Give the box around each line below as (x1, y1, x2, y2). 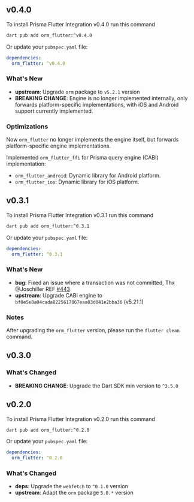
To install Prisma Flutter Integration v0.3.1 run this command (6, 211, 154, 218)
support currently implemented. (14, 107, 93, 115)
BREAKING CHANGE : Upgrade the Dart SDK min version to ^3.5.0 (14, 382, 178, 389)
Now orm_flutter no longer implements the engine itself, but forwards (6, 136, 179, 143)
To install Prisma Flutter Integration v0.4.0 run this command (6, 20, 156, 28)
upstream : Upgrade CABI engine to (14, 291, 103, 299)
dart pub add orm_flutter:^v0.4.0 (6, 32, 93, 38)
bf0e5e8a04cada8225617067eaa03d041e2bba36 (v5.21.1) (14, 298, 144, 305)
